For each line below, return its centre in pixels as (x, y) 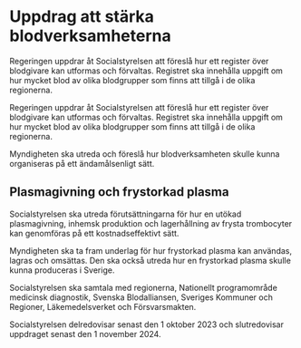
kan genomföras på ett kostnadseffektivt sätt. (94, 233)
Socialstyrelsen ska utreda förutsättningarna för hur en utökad (126, 214)
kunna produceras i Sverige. (62, 270)
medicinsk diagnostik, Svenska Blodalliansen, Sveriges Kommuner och (141, 297)
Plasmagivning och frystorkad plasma (119, 192)
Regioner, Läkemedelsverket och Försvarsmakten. (103, 306)
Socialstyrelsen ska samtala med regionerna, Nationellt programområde (144, 287)
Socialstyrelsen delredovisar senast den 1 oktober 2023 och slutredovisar (146, 324)
